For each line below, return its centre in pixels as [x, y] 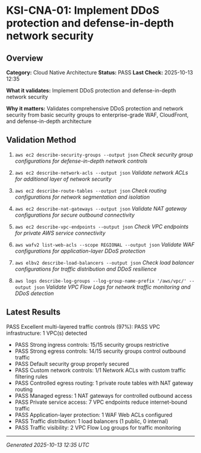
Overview [25, 58]
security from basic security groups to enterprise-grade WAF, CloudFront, [98, 115]
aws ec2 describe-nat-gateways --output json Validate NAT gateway [101, 208]
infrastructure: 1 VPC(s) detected [47, 333]
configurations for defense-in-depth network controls [81, 161]
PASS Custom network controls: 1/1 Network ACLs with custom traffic [100, 370]
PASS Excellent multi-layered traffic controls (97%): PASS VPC [83, 326]
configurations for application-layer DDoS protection [80, 251]
